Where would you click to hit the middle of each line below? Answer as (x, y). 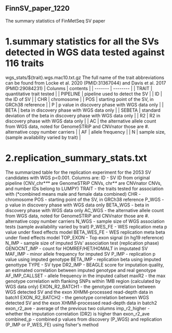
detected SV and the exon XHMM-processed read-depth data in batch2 (81, 303)
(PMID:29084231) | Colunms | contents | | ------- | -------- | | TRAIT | (79, 88)
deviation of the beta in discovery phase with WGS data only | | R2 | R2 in (83, 115)
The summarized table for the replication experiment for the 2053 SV (78, 172)
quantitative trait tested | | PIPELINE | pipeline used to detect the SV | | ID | (84, 94)
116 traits (25, 63)
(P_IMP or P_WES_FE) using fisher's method (52, 324)
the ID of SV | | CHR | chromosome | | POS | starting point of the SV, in (80, 99)
